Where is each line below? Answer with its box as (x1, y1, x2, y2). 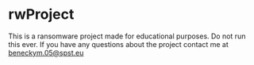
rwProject (8, 5, 75, 23)
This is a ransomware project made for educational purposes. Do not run (8, 31, 246, 41)
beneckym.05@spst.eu (8, 48, 84, 57)
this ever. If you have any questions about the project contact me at (8, 39, 229, 49)
